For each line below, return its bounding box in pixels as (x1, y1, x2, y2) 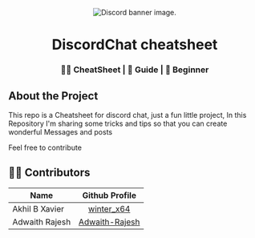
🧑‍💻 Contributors (8, 166, 91, 180)
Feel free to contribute (8, 143, 83, 152)
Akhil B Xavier (12, 203, 65, 214)
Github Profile (82, 189, 136, 200)
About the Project (8, 89, 99, 103)
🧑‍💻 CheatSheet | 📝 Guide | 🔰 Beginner (60, 64, 209, 75)
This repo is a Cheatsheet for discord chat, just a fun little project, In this (8, 110, 247, 119)
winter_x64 (87, 203, 131, 214)
